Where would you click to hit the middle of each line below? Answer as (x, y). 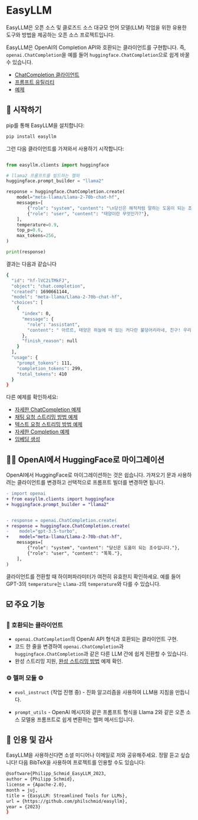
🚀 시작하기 (24, 110)
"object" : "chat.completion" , (48, 286)
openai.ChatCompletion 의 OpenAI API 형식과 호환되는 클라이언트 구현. (96, 639)
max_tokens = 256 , (37, 236)
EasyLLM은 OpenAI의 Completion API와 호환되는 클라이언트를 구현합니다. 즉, (96, 47)
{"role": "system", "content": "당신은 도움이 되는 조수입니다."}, (104, 548)
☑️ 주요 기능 (26, 604)
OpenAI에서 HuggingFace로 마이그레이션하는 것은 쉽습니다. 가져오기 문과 (91, 475)
